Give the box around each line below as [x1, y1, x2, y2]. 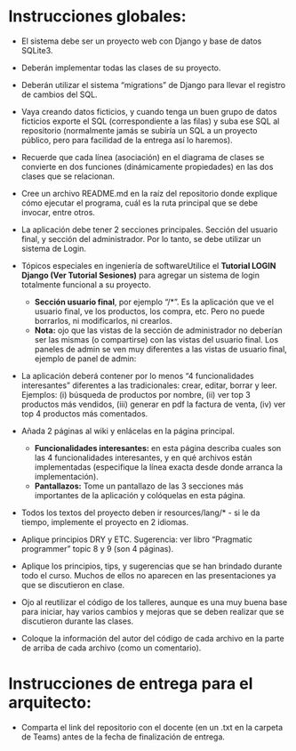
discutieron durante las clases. [20, 616, 134, 626]
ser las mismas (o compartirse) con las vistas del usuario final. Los [34, 334, 279, 344]
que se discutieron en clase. [20, 579, 125, 590]
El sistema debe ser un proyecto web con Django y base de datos [20, 36, 262, 46]
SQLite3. [20, 44, 53, 55]
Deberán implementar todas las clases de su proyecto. [20, 62, 221, 73]
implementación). [34, 471, 99, 481]
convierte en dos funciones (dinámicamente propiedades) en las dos [20, 161, 274, 172]
